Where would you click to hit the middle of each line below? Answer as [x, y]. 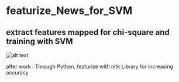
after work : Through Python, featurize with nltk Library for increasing [90, 66]
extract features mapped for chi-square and [88, 32]
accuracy [17, 73]
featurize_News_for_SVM [69, 11]
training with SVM [39, 41]
